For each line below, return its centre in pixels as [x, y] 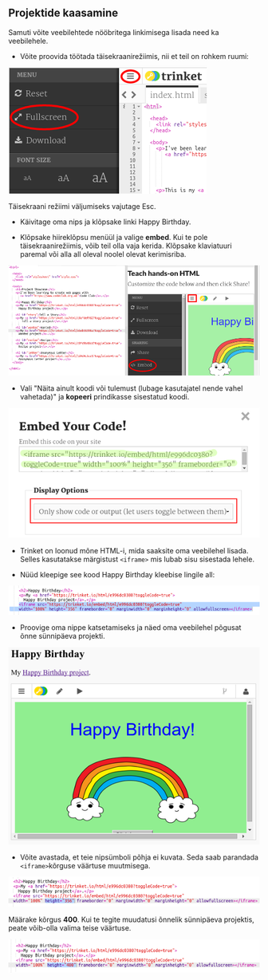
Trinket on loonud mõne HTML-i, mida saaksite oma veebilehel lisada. [134, 550]
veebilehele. [28, 41]
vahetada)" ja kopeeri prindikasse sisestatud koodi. [104, 396]
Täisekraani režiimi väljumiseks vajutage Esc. [82, 206]
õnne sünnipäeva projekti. [62, 636]
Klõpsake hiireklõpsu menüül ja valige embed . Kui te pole [114, 237]
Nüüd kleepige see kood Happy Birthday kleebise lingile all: [117, 574]
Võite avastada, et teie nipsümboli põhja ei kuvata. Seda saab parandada [139, 857]
